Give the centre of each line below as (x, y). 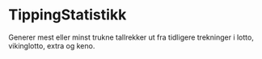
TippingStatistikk (68, 15)
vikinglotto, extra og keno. (52, 45)
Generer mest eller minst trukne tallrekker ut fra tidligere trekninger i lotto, (131, 37)
